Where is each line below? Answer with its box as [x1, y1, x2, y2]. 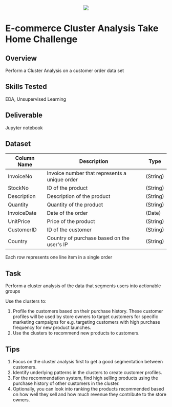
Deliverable [5, 111, 42, 120]
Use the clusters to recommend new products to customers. [12, 330, 140, 336]
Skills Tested [5, 82, 47, 91]
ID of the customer [47, 226, 92, 233]
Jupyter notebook [5, 124, 43, 131]
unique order [47, 176, 78, 183]
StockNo [8, 184, 29, 192]
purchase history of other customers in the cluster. [12, 380, 120, 386]
